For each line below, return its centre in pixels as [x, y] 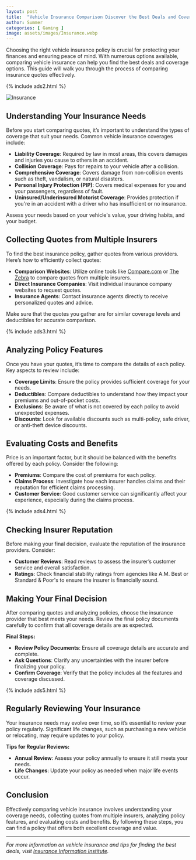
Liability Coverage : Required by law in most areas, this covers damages [101, 153]
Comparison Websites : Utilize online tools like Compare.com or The [97, 271]
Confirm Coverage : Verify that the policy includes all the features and [98, 673]
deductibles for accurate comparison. [51, 320]
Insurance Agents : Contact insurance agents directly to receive [91, 296]
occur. [22, 776]
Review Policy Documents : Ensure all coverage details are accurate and [101, 648]
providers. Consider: [31, 550]
